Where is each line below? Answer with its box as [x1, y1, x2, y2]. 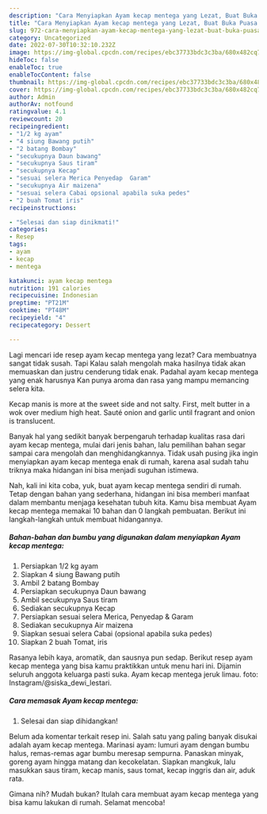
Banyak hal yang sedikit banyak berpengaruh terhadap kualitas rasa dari [9, 431, 245, 441]
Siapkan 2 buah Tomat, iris [20, 637, 108, 646]
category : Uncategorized [9, 33, 91, 42]
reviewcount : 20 [9, 115, 63, 123]
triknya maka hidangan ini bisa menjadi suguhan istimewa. [9, 465, 199, 475]
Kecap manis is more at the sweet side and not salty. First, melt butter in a [9, 399, 250, 409]
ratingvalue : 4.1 [9, 108, 67, 116]
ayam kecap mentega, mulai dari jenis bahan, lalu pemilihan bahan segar [9, 440, 246, 449]
